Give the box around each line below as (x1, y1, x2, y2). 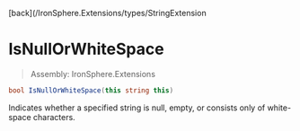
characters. (33, 111, 75, 122)
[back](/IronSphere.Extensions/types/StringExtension (8, 8, 207, 18)
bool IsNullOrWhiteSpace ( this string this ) (8, 85, 174, 95)
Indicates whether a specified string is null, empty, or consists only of (8, 102, 266, 113)
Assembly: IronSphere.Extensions (30, 68, 156, 79)
